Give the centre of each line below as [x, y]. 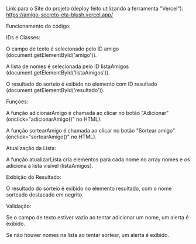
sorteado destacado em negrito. [45, 195]
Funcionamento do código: [39, 26]
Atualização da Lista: [31, 148]
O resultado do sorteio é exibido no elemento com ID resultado [82, 84]
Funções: [17, 101]
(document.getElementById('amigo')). [51, 55]
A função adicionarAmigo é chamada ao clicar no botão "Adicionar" [87, 113]
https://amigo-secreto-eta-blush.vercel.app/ [59, 15]
